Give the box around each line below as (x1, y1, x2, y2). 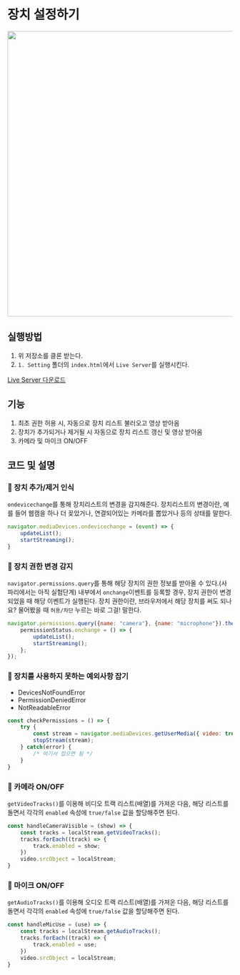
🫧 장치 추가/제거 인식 (7, 483, 75, 492)
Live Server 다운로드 (7, 375, 66, 384)
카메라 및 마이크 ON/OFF (17, 436, 88, 445)
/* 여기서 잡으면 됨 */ (33, 750, 94, 757)
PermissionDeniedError (17, 695, 87, 704)
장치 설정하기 (7, 6, 80, 23)
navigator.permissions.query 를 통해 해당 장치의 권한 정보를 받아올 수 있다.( (7, 579, 221, 587)
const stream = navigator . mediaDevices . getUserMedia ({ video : (33, 730, 222, 737)
